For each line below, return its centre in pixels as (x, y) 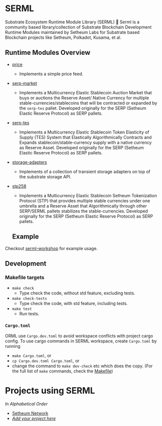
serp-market (24, 83)
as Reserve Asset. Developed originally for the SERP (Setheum (81, 147)
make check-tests (29, 299)
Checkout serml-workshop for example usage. (52, 248)
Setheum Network (30, 413)
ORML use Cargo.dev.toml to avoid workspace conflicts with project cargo (79, 336)
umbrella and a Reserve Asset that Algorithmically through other (83, 206)
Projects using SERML (50, 390)
